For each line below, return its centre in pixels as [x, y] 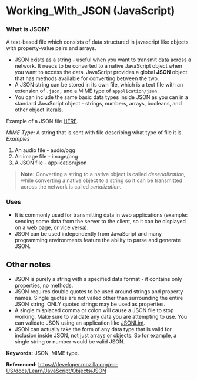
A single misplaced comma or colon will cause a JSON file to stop [94, 310]
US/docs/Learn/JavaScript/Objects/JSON [56, 371]
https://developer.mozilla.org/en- [78, 364]
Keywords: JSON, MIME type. [43, 353]
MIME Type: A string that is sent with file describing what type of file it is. [95, 133]
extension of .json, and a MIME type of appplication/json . [86, 91]
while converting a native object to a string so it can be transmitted [101, 180]
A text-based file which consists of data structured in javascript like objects [97, 42]
